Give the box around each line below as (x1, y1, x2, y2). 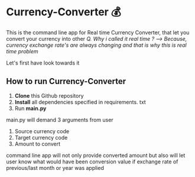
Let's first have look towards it (6, 59, 80, 66)
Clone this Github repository (14, 92, 84, 99)
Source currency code (14, 127, 70, 134)
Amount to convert (14, 140, 61, 147)
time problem (6, 47, 38, 54)
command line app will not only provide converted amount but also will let (6, 152, 186, 159)
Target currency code (14, 134, 68, 141)
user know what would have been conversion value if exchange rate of (6, 158, 178, 165)
